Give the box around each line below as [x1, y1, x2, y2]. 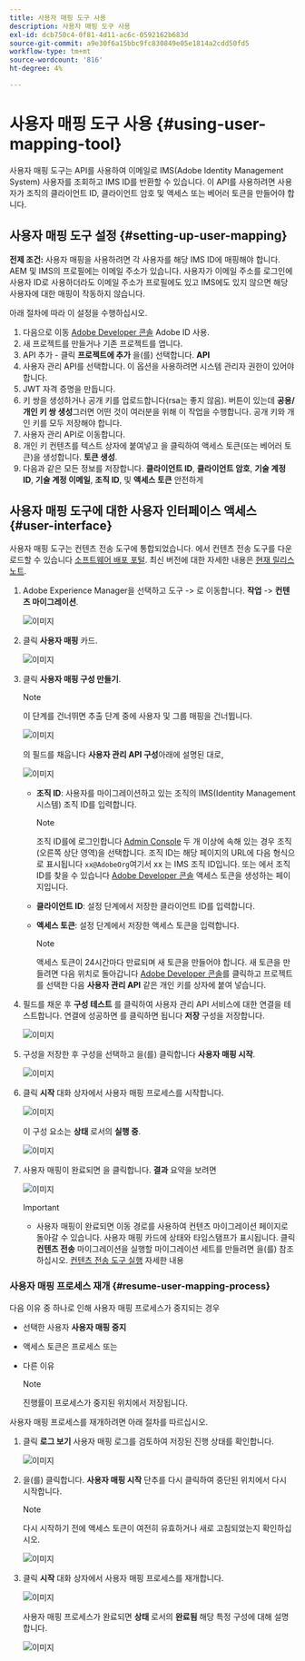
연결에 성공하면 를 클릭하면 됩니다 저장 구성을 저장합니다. [64, 1010, 265, 1022]
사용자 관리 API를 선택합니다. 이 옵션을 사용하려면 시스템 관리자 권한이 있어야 [22, 361, 295, 371]
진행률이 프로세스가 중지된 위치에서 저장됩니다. [22, 1397, 189, 1408]
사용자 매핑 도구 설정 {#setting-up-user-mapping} [9, 228, 288, 243]
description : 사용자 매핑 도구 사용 [9, 22, 132, 31]
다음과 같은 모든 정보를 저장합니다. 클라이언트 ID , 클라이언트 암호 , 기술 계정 [22, 462, 286, 473]
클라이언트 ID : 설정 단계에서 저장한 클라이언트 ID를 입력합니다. [35, 901, 256, 912]
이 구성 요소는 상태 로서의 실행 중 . [22, 1126, 142, 1137]
